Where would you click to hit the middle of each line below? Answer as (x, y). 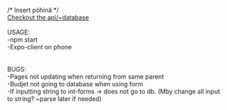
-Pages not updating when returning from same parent (86, 77)
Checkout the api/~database (48, 17)
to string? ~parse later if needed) (55, 99)
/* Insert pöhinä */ (33, 10)
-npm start (23, 40)
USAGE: (18, 32)
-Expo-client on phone (39, 47)
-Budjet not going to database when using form (75, 84)
